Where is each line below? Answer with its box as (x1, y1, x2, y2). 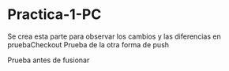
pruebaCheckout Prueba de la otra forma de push (7, 39, 170, 49)
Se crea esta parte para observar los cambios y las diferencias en (7, 32, 222, 41)
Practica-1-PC (7, 6, 102, 24)
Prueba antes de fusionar (7, 55, 90, 65)
